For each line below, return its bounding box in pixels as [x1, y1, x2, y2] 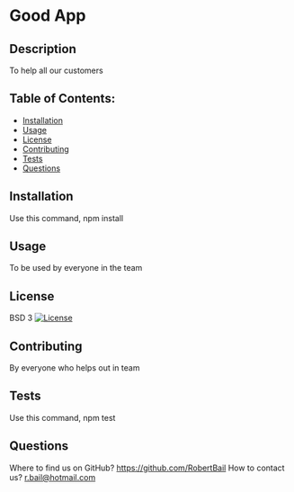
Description [9, 41, 76, 57]
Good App [9, 5, 86, 26]
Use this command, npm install [9, 212, 124, 223]
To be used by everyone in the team [9, 263, 143, 273]
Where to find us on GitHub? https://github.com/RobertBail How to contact [9, 462, 285, 473]
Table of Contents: [9, 91, 116, 106]
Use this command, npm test [9, 412, 116, 423]
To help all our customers [9, 65, 103, 76]
